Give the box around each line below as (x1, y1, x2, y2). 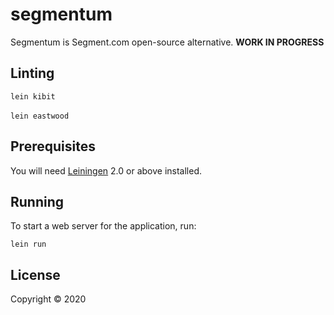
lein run (10, 239, 47, 250)
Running (10, 193, 65, 210)
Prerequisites (10, 138, 96, 155)
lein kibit (10, 91, 56, 102)
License (10, 266, 61, 283)
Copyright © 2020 (10, 293, 87, 305)
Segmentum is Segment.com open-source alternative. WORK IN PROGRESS (10, 36, 325, 48)
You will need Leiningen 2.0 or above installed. (10, 164, 203, 177)
